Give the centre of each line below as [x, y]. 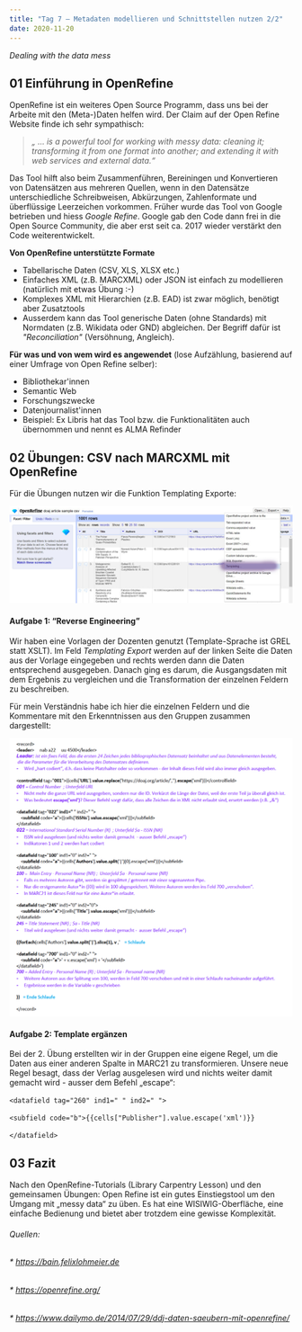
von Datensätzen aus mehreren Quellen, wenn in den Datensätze [129, 188]
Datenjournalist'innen [62, 410]
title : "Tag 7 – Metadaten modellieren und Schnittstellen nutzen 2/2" [146, 19]
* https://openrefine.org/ [55, 1290]
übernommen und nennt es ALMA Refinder [102, 429]
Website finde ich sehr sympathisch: [77, 124]
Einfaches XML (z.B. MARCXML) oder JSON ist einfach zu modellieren [152, 280]
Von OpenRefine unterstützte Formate [82, 253]
